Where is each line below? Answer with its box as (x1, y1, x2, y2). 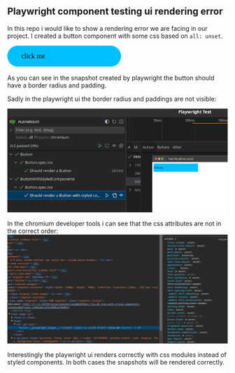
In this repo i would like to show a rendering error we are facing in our (7, 24, 208, 32)
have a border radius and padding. (7, 80, 107, 90)
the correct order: (7, 227, 59, 235)
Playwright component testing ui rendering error (7, 6, 223, 17)
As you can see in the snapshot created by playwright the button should (7, 73, 215, 82)
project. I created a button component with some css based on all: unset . (7, 31, 223, 40)
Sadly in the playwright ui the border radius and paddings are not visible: (7, 94, 217, 103)
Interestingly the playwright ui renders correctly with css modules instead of (7, 350, 227, 359)
